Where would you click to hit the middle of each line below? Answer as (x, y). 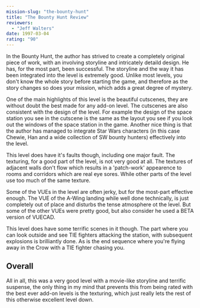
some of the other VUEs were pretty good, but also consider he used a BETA (100, 211)
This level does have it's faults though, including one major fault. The (91, 155)
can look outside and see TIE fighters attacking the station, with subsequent (99, 235)
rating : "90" (22, 39)
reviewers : (20, 23)
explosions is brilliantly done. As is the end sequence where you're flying (96, 241)
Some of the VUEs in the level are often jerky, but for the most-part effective (100, 192)
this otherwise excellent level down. (50, 299)
